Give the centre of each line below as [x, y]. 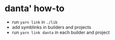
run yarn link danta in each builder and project [61, 32]
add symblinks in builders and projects [52, 27]
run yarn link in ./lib [35, 22]
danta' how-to [35, 9]
